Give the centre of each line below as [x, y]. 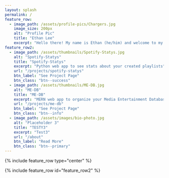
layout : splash [21, 10]
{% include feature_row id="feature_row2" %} [53, 170]
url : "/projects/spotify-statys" [49, 71]
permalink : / [18, 15]
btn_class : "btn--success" [42, 80]
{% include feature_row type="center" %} [48, 161]
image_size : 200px [33, 29]
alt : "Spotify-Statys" [38, 57]
